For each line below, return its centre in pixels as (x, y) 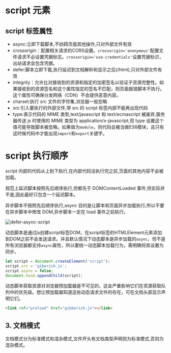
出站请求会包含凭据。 (35, 63)
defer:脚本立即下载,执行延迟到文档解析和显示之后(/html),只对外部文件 (85, 70)
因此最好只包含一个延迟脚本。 (47, 194)
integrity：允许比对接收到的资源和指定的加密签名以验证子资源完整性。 (86, 82)
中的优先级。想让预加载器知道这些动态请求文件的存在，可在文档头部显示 (85, 292)
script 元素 (28, 10)
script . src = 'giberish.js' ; (36, 266)
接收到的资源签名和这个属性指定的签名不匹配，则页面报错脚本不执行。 (91, 89)
